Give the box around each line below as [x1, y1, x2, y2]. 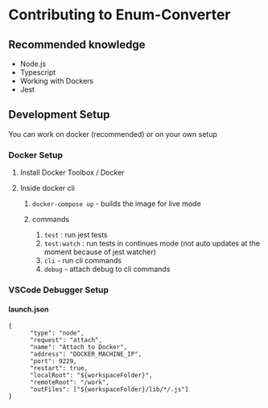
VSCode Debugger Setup [8, 284, 109, 295]
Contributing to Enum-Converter [8, 6, 231, 24]
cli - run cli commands [43, 256, 122, 266]
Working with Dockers [19, 76, 94, 85]
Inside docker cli [19, 183, 75, 193]
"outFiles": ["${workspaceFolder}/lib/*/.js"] [29, 385, 189, 394]
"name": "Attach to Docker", [29, 344, 128, 352]
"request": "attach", [29, 336, 103, 344]
